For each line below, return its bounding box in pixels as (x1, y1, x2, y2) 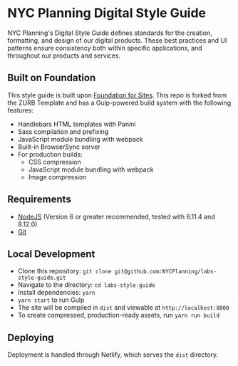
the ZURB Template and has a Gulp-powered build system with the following (7, 98, 232, 107)
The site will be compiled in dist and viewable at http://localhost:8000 (17, 303, 229, 312)
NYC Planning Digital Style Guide (7, 5, 207, 21)
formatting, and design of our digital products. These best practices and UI (7, 36, 227, 44)
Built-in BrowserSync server (17, 142, 101, 151)
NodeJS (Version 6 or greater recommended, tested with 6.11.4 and (17, 212, 215, 221)
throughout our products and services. (7, 51, 121, 60)
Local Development (7, 248, 95, 260)
